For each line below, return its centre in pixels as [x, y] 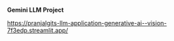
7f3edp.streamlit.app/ [38, 30]
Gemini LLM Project [35, 10]
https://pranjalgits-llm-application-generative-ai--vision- [87, 23]
